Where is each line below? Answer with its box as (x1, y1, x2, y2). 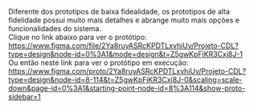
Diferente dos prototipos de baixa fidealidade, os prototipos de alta (8, 7, 231, 16)
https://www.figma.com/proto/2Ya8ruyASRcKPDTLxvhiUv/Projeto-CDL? (8, 67, 247, 75)
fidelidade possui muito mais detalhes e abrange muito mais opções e (8, 15, 240, 25)
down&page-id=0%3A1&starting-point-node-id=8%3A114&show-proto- (8, 83, 246, 93)
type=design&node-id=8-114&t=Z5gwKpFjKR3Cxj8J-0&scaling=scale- (8, 75, 243, 84)
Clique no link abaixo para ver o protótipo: (8, 32, 147, 42)
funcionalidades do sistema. (8, 24, 102, 33)
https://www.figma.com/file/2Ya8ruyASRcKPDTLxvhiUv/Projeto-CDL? (8, 41, 239, 50)
